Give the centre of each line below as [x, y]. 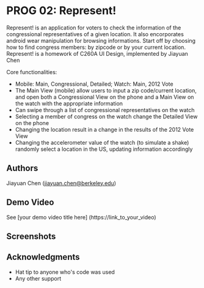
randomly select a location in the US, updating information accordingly [104, 149]
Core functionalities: [32, 72]
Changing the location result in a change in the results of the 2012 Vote [104, 129]
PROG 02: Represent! [61, 11]
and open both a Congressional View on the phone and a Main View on [104, 97]
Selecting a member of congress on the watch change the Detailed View [106, 116]
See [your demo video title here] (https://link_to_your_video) [82, 217]
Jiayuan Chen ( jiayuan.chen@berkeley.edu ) [61, 183]
